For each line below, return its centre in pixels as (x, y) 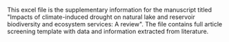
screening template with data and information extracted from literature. (108, 31)
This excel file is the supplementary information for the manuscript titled (110, 10)
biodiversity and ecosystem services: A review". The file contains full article (115, 24)
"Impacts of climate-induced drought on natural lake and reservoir (101, 17)
